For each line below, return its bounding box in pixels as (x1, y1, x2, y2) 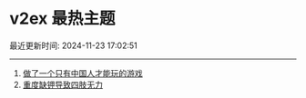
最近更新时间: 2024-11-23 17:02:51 (9, 40, 138, 51)
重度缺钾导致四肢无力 (22, 79, 103, 90)
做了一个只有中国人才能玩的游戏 (22, 67, 143, 78)
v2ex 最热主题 (9, 8, 116, 29)
